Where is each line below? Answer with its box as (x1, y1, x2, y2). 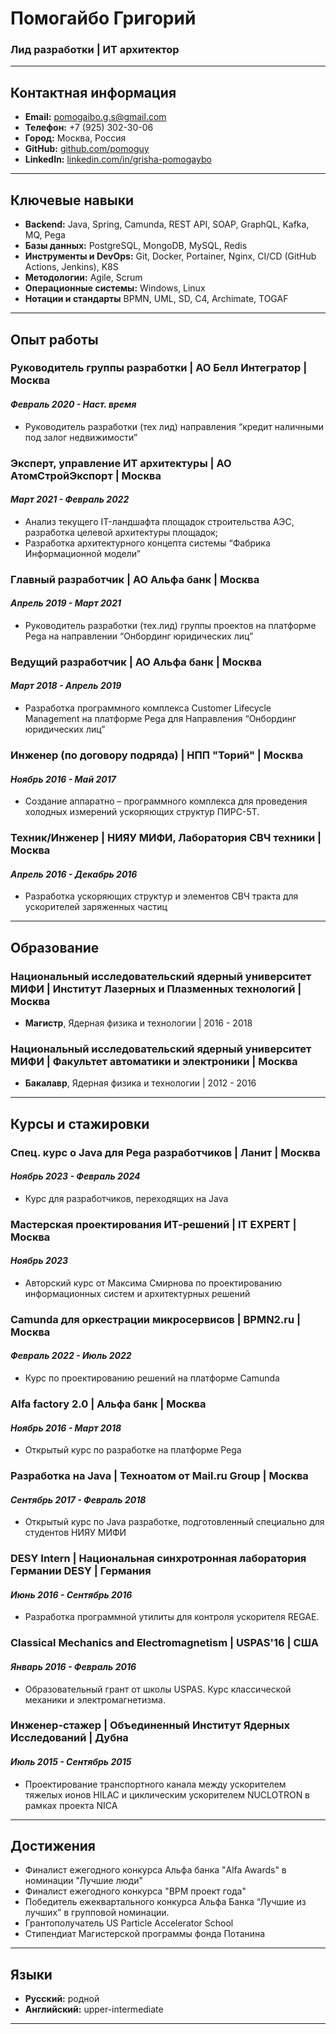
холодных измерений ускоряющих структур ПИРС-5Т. (24, 806, 260, 818)
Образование (10, 939, 100, 956)
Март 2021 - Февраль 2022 (10, 493, 130, 506)
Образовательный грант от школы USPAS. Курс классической (24, 1683, 292, 1695)
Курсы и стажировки (10, 1115, 150, 1132)
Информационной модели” (24, 547, 141, 559)
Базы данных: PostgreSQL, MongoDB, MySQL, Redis (24, 240, 248, 252)
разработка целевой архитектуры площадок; (24, 526, 219, 538)
